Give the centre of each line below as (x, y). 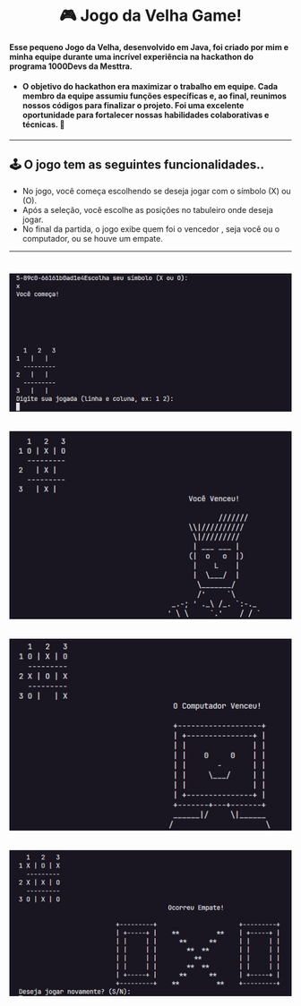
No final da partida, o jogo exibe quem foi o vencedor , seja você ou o (151, 229)
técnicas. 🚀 (43, 124)
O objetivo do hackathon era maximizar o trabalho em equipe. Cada (150, 87)
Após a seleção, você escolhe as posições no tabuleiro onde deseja (147, 209)
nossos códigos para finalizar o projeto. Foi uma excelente (133, 106)
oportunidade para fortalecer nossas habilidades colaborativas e (146, 115)
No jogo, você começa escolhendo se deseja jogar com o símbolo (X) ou (156, 191)
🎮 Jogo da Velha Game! (150, 16)
